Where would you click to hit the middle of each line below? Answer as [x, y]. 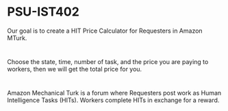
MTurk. [17, 37]
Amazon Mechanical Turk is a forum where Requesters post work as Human [114, 93]
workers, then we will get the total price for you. [75, 69]
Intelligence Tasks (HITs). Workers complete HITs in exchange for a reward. [113, 100]
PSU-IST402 [43, 12]
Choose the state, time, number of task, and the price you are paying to [108, 62]
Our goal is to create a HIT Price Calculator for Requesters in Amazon [105, 31]
